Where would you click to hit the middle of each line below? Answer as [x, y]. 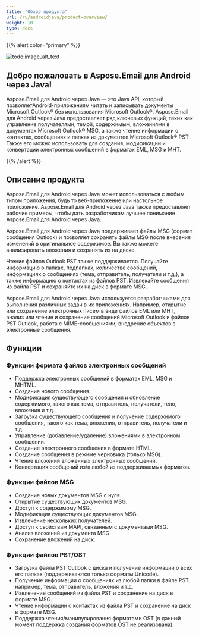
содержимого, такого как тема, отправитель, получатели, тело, [96, 404]
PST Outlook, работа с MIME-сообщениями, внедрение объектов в [91, 323]
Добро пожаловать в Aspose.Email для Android [99, 75]
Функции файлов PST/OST [46, 555]
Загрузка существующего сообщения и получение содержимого [97, 416]
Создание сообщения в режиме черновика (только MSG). [88, 454]
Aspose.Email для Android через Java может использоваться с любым [95, 194]
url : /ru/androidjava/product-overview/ [57, 17]
